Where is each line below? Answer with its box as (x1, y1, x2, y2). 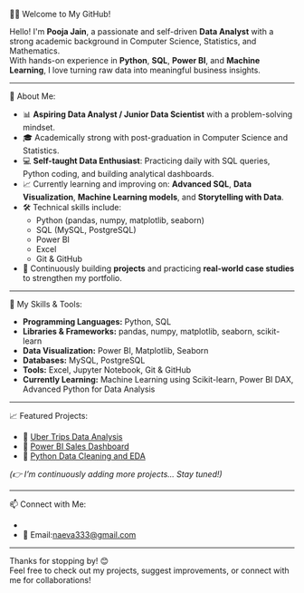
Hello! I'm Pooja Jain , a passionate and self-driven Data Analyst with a (9, 26, 274, 36)
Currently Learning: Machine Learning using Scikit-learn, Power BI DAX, (22, 374, 294, 384)
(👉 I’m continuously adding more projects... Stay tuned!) (9, 469, 223, 480)
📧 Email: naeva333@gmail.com (22, 530, 137, 540)
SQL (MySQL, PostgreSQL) (35, 225, 137, 235)
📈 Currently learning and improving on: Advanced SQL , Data (22, 179, 252, 190)
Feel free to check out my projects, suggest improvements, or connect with (9, 565, 290, 576)
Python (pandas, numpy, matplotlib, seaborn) (35, 215, 205, 226)
